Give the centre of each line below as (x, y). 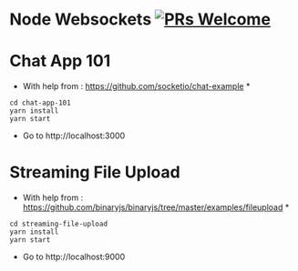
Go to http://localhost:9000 (74, 257)
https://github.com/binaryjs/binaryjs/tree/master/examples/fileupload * (156, 207)
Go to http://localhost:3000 (74, 135)
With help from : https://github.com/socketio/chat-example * (136, 86)
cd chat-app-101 (40, 103)
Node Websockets (81, 20)
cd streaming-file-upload (58, 224)
